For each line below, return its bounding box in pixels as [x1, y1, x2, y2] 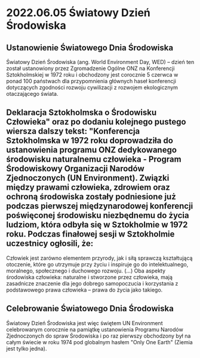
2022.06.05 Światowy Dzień [6, 6, 151, 20]
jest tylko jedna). [6, 345, 47, 352]
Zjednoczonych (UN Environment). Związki [6, 173, 170, 183]
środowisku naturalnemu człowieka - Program [6, 154, 181, 165]
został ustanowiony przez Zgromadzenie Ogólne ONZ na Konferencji [6, 65, 175, 72]
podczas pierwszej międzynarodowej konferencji [6, 201, 193, 211]
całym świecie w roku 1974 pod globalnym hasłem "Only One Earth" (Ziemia [6, 338, 193, 345]
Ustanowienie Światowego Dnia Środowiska [6, 43, 174, 53]
